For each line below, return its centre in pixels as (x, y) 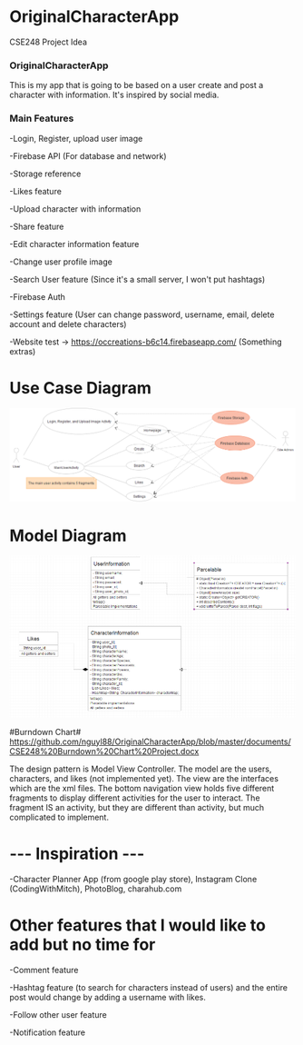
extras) (23, 351)
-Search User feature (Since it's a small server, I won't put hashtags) (137, 279)
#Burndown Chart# (45, 731)
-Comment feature (44, 970)
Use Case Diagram (81, 388)
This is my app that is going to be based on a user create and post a (137, 85)
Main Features (42, 118)
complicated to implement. (59, 817)
